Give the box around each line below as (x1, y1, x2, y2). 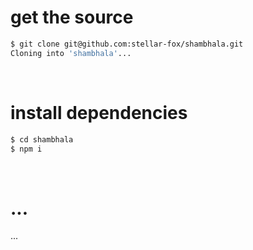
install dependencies (10, 101, 188, 124)
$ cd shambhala (10, 134, 74, 145)
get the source (10, 6, 134, 29)
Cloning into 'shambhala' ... (10, 48, 132, 58)
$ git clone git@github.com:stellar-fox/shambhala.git (10, 39, 244, 49)
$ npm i (10, 144, 43, 154)
